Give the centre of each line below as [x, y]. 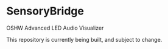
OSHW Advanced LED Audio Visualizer [55, 28]
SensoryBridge [45, 11]
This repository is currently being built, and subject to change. [84, 39]
